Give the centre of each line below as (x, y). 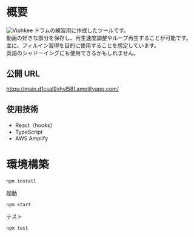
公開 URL (23, 74)
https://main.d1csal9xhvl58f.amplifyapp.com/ (63, 89)
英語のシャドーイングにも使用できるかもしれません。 (73, 53)
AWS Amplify (32, 138)
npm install (21, 181)
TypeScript (29, 132)
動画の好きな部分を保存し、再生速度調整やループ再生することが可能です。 (99, 37)
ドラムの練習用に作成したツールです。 (82, 30)
